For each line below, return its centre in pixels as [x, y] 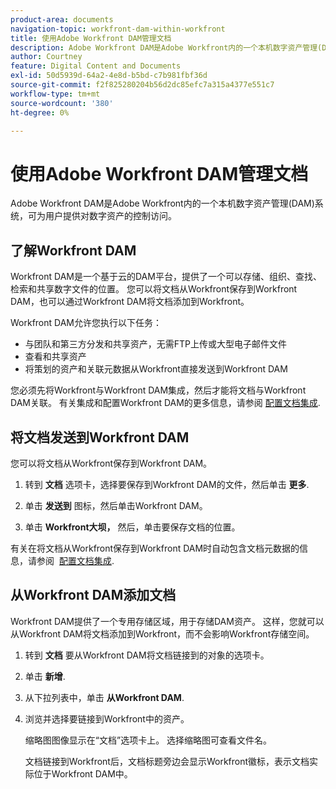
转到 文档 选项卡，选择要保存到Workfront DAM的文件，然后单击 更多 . [167, 484]
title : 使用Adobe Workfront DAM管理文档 [91, 38]
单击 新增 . [45, 676]
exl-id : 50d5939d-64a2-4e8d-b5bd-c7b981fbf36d [109, 76]
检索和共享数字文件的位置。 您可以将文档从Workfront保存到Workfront [154, 289]
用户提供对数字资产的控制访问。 [110, 216]
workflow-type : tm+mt [55, 94]
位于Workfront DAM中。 [83, 773]
